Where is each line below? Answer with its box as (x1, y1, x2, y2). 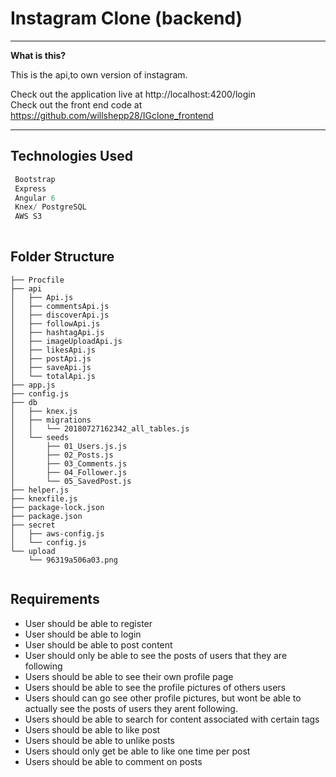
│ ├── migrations (10, 415, 92, 425)
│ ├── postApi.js (10, 353, 92, 364)
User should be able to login (24, 628, 142, 640)
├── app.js (10, 380, 56, 390)
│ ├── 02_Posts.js (10, 450, 114, 460)
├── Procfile (10, 275, 65, 285)
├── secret (10, 520, 56, 530)
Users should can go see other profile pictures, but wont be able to (24, 692, 302, 704)
